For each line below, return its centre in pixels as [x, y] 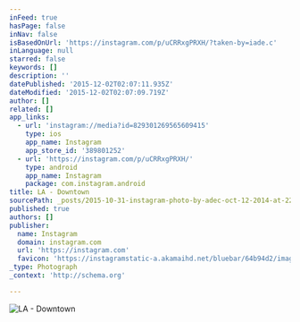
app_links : [29, 117]
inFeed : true [33, 17]
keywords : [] [33, 68]
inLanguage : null [42, 51]
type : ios [44, 134]
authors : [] [31, 217]
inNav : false [33, 34]
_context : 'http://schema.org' [67, 275]
